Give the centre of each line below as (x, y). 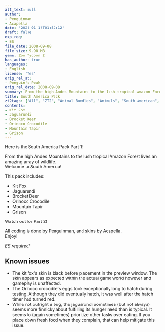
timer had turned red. (34, 299)
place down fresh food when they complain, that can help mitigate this (83, 320)
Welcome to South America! (33, 167)
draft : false (18, 32)
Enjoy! (12, 236)
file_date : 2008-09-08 (28, 46)
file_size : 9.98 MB (25, 51)
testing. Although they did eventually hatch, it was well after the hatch (83, 294)
